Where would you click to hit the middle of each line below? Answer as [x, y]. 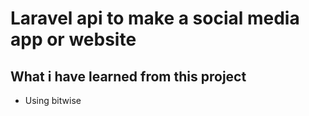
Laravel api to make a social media [155, 18]
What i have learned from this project [128, 76]
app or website [73, 39]
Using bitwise [53, 100]
